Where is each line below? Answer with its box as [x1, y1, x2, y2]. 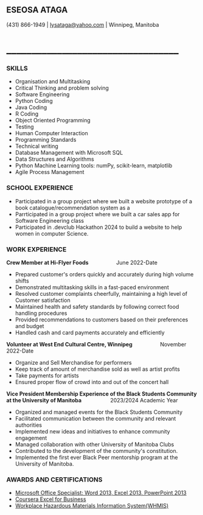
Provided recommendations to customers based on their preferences [15, 316, 188, 323]
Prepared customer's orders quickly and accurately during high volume [15, 270, 194, 278]
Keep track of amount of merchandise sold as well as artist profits [15, 365, 181, 373]
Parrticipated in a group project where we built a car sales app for [15, 210, 181, 218]
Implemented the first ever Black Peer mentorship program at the [15, 454, 178, 461]
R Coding [15, 110, 39, 117]
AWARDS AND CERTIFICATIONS [6, 475, 103, 483]
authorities [15, 421, 43, 429]
